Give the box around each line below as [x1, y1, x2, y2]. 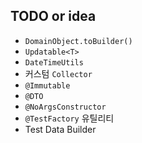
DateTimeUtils [24, 57, 84, 68]
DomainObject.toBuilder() [24, 36, 133, 46]
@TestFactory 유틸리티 [24, 112, 115, 124]
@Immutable [24, 80, 71, 91]
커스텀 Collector [24, 67, 93, 79]
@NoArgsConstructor [24, 102, 107, 112]
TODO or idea [10, 8, 97, 25]
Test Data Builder [24, 123, 97, 135]
